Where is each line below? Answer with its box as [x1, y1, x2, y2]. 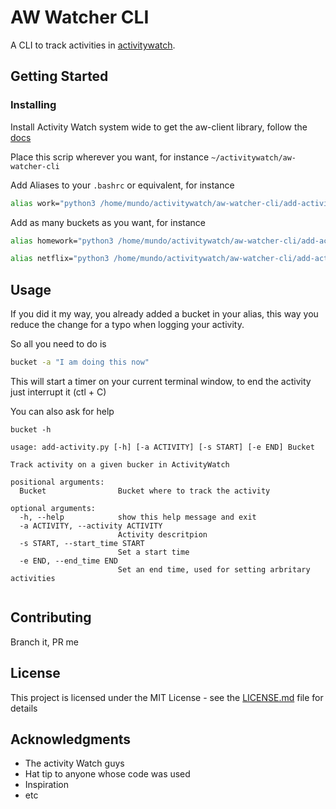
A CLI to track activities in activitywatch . [10, 39, 176, 51]
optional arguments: [10, 503, 97, 513]
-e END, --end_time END [19, 556, 118, 566]
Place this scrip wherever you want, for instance [10, 151, 210, 163]
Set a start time [117, 547, 190, 557]
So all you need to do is [10, 338, 107, 350]
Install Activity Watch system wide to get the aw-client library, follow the [10, 121, 308, 133]
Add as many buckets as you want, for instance [10, 216, 206, 228]
